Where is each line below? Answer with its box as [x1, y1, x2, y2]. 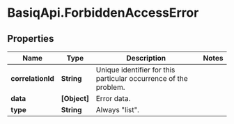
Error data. [95, 94, 131, 103]
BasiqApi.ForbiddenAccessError [7, 5, 199, 21]
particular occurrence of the [95, 74, 188, 83]
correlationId [10, 74, 54, 83]
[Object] [61, 94, 89, 103]
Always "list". [95, 105, 139, 114]
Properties [7, 33, 54, 45]
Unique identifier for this [95, 65, 175, 75]
